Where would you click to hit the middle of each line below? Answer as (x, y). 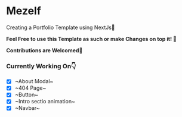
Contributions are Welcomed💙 (44, 50)
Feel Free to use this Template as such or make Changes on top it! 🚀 (92, 39)
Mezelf (24, 11)
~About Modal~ (34, 81)
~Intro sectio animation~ (45, 102)
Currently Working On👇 (41, 66)
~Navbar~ (27, 108)
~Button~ (27, 95)
